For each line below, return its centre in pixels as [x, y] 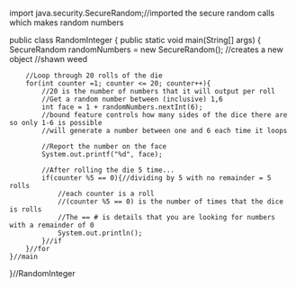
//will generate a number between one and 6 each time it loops [165, 130]
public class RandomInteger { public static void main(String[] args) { [135, 40]
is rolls [26, 210]
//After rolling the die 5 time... [108, 170]
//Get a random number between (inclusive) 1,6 [132, 99]
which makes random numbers [67, 22]
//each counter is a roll [106, 193]
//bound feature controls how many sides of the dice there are [165, 115]
